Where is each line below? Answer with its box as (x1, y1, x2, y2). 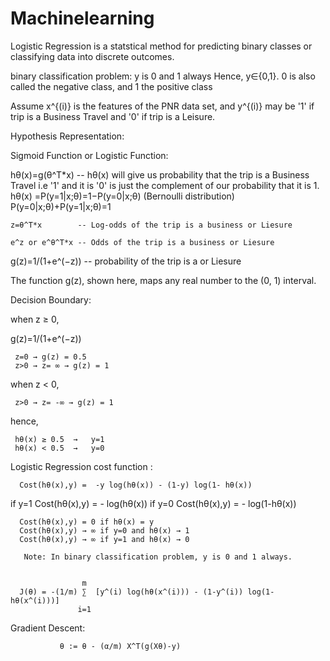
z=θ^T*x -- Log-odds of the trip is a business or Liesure (10, 220, 293, 230)
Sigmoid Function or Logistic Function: (10, 149, 169, 161)
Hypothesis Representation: (10, 130, 125, 142)
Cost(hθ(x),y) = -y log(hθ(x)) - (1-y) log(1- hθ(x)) (19, 480, 253, 490)
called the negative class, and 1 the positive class (10, 80, 213, 92)
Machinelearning (10, 7, 155, 30)
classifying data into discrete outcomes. (10, 50, 175, 62)
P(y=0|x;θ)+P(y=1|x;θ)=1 (10, 200, 112, 212)
